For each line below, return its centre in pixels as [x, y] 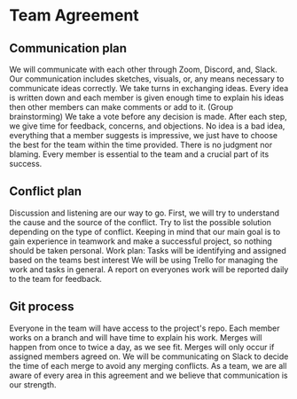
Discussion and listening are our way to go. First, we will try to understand [145, 213]
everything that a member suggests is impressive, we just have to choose [144, 135]
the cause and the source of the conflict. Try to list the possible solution [141, 222]
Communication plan [68, 48]
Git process [42, 307]
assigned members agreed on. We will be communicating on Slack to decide [149, 356]
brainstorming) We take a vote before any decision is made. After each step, [148, 117]
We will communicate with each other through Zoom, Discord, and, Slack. [143, 69]
